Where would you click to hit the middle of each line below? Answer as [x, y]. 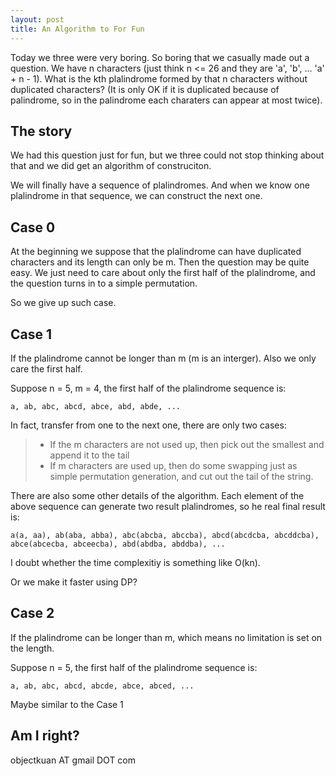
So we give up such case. [63, 303]
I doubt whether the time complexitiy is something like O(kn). [135, 562]
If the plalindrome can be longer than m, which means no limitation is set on [166, 637]
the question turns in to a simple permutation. [104, 283]
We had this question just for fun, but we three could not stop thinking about [167, 155]
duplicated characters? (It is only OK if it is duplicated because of [145, 89]
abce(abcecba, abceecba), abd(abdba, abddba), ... [118, 544]
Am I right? [45, 736]
